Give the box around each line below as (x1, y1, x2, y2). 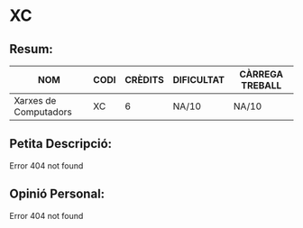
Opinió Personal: (9, 187, 106, 202)
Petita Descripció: (9, 136, 113, 151)
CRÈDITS (124, 74, 164, 86)
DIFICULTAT (172, 74, 225, 86)
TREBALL (240, 79, 282, 91)
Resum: (9, 41, 54, 57)
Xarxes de (14, 95, 57, 106)
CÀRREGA (238, 68, 284, 80)
